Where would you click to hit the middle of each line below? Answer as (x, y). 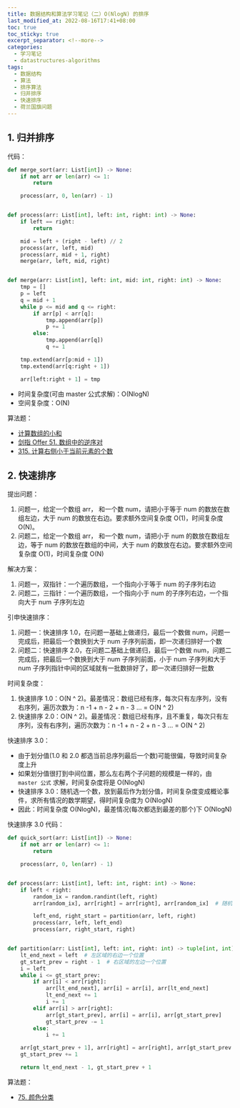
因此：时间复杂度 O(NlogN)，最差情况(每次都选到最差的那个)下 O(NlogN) (125, 809)
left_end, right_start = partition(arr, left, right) (115, 916)
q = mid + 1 (38, 300)
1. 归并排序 (31, 138)
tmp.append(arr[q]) (74, 340)
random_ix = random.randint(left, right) (96, 897)
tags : (15, 67)
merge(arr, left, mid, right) (65, 261)
